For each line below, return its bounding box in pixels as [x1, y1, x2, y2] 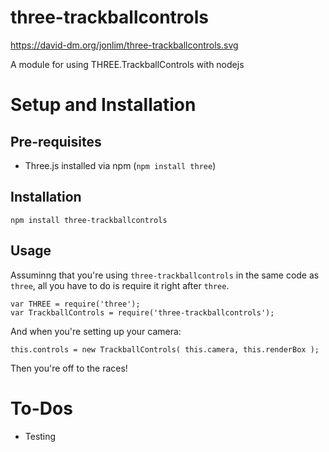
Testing [24, 430, 57, 442]
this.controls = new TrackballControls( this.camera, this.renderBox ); [10, 344, 320, 355]
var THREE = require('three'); [10, 299, 141, 309]
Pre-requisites [10, 133, 102, 150]
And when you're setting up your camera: [10, 325, 182, 337]
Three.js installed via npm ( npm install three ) [24, 159, 217, 171]
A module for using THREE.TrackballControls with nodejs [10, 58, 245, 70]
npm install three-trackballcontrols [10, 215, 168, 225]
